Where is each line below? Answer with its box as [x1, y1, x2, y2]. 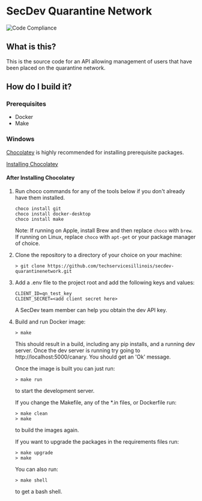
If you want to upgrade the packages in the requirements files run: [14, 438, 179, 445]
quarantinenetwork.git [14, 268, 72, 274]
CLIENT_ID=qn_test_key [14, 290, 72, 296]
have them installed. [14, 194, 65, 201]
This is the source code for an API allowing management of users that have [6, 57, 192, 65]
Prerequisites [6, 100, 46, 108]
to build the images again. [14, 426, 79, 433]
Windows [6, 135, 35, 143]
